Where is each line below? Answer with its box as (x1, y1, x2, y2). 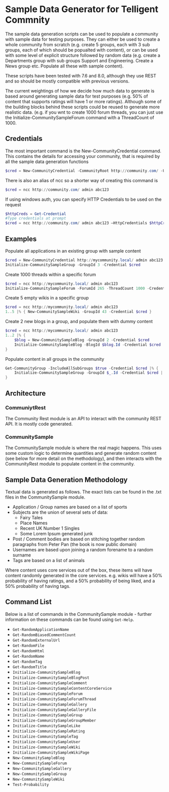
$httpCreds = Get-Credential (5, 211, 66, 216)
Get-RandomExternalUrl (12, 638, 60, 643)
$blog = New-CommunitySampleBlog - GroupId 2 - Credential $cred (14, 337, 150, 343)
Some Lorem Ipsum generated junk (20, 530, 93, 536)
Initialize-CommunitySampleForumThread (12, 696, 97, 701)
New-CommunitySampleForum (12, 761, 67, 766)
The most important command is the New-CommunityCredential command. (5, 147, 162, 154)
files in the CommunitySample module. (5, 494, 86, 500)
